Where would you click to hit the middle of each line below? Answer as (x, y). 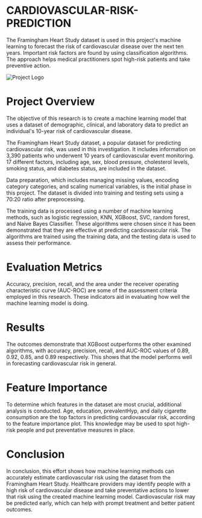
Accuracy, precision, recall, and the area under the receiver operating (93, 284)
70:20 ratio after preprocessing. (46, 199)
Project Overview (51, 101)
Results (26, 327)
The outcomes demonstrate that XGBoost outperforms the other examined (99, 344)
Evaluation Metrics (54, 267)
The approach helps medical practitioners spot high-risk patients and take (98, 59)
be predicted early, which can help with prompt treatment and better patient (100, 503)
